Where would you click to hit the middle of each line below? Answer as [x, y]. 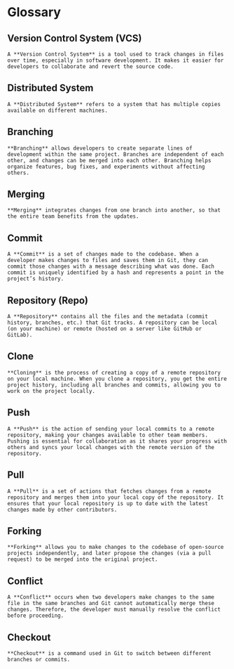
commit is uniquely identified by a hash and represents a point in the [116, 273]
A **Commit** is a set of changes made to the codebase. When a [103, 254]
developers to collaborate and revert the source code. [90, 67]
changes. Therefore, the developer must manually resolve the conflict [114, 610]
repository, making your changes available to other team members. [108, 435]
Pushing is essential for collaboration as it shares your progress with [117, 441]
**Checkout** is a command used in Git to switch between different [109, 653]
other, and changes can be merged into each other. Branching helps [109, 160]
